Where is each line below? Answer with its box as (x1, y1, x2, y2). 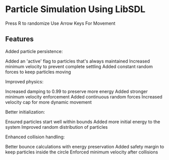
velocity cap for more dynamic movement (5, 99, 92, 105)
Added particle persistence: (5, 48, 63, 54)
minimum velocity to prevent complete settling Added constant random (5, 63, 153, 69)
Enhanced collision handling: (5, 134, 65, 140)
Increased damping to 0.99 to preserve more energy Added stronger (5, 88, 148, 94)
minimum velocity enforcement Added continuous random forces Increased (5, 93, 162, 99)
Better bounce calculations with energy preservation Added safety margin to (5, 143, 164, 149)
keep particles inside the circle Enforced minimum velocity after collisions (5, 149, 158, 155)
